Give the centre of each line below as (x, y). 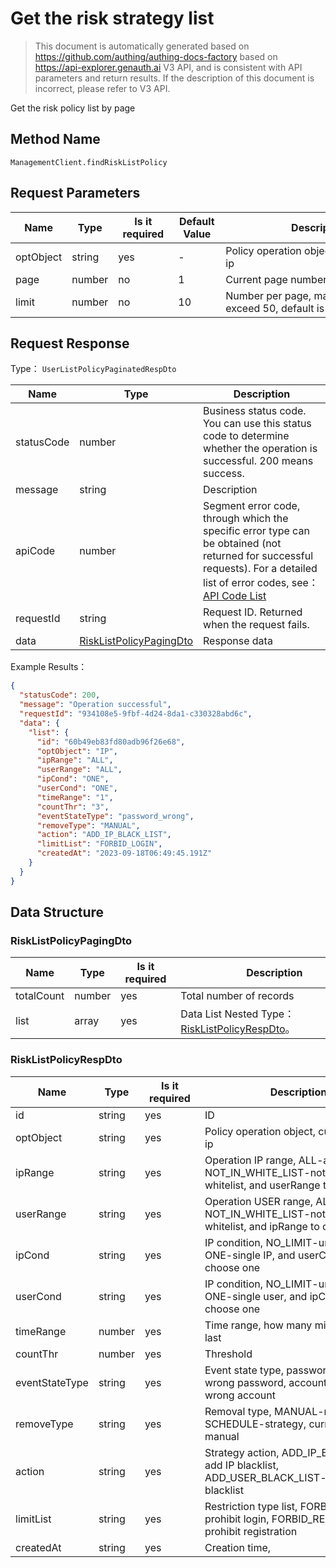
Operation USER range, (259, 1201)
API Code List (235, 596)
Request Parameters (75, 193)
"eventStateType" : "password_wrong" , (115, 816)
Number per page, (268, 295)
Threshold (228, 1354)
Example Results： (49, 667)
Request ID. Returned (253, 612)
